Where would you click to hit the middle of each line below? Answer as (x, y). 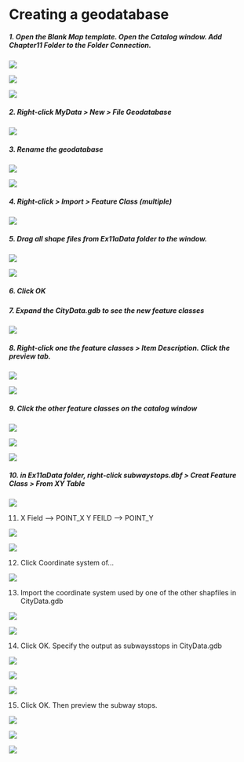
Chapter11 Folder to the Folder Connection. (80, 45)
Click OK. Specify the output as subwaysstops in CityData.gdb (121, 646)
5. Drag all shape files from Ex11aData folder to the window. (108, 238)
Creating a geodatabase (89, 15)
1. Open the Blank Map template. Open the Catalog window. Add (116, 36)
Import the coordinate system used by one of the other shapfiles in (128, 593)
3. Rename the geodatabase (56, 149)
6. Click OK (27, 291)
